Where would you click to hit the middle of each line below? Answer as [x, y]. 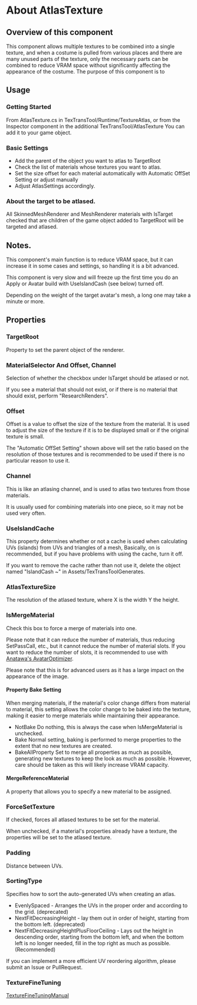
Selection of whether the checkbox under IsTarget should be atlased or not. [98, 378]
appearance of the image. [37, 676]
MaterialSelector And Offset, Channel [61, 365]
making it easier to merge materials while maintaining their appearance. [93, 715]
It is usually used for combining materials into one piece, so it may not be [95, 506]
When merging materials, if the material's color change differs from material [98, 703]
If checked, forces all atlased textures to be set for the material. [83, 820]
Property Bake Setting [34, 690]
